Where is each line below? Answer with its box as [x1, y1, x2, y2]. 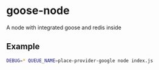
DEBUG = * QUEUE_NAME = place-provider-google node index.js [6, 57, 154, 64]
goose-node [6, 4, 70, 18]
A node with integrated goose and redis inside [6, 24, 121, 31]
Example [6, 41, 40, 52]
